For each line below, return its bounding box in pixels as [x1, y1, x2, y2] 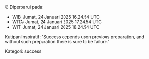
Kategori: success [5, 48, 42, 54]
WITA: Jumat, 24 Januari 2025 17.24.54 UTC [12, 19, 102, 25]
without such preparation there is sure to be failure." [5, 39, 110, 44]
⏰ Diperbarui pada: [5, 4, 44, 10]
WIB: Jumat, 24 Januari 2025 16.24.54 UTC [12, 14, 100, 20]
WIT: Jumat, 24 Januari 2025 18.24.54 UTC [12, 24, 100, 30]
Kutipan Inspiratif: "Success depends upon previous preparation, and [5, 34, 144, 39]
